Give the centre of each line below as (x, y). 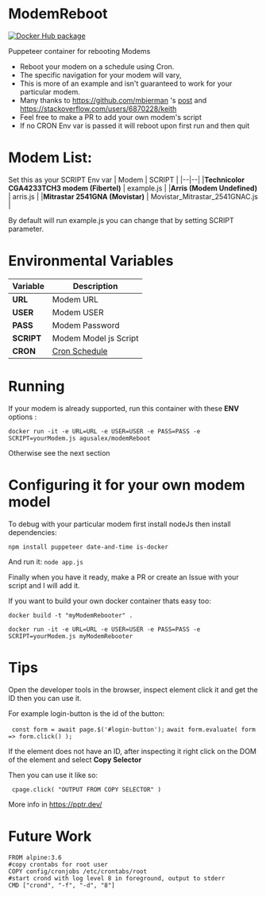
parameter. (26, 229)
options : (23, 417)
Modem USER (78, 312)
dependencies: (33, 532)
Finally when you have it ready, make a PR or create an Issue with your (124, 577)
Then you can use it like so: (53, 775)
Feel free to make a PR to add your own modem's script (111, 117)
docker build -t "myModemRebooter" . (71, 615)
